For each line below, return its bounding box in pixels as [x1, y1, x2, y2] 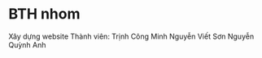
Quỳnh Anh [8, 39, 46, 49]
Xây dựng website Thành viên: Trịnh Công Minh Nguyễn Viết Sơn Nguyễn [8, 31, 255, 41]
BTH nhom [8, 5, 81, 23]
